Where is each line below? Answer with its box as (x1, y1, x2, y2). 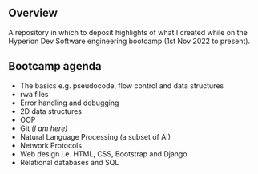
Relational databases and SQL (19, 157, 119, 167)
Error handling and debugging (19, 98, 119, 107)
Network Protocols (19, 140, 83, 150)
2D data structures (19, 106, 83, 115)
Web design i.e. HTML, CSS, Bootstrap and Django (19, 148, 187, 159)
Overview (8, 6, 58, 20)
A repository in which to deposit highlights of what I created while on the (8, 27, 248, 37)
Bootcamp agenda (8, 59, 102, 73)
